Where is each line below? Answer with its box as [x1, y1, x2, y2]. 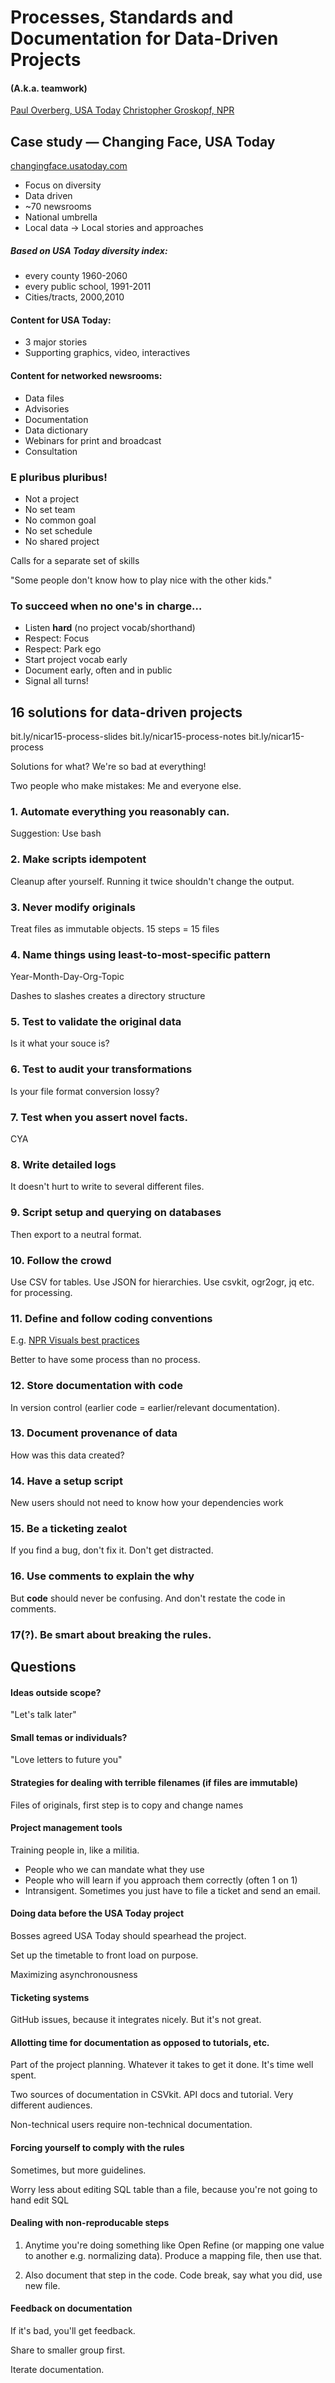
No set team [24, 503, 76, 515]
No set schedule [24, 524, 93, 536]
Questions [10, 1659, 77, 1676]
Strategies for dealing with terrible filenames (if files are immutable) [10, 1777, 299, 1789]
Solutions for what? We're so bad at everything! [10, 760, 207, 772]
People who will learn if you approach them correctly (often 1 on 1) [24, 1874, 298, 1886]
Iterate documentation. [10, 2364, 105, 2376]
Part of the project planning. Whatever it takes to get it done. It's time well [10, 2059, 314, 2071]
